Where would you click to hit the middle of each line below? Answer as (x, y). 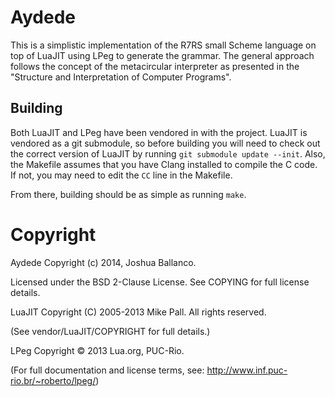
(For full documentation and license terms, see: (107, 370)
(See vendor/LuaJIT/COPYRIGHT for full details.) (110, 331)
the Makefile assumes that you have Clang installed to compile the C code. (164, 164)
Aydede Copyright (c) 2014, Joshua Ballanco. (103, 262)
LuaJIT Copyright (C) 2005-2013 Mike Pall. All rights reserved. (138, 312)
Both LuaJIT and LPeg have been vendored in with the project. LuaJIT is (159, 132)
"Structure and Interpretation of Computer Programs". (121, 77)
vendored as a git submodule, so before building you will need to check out (165, 143)
